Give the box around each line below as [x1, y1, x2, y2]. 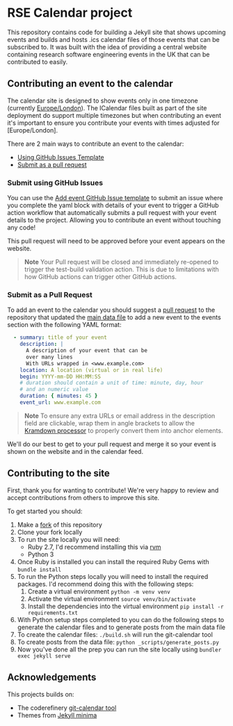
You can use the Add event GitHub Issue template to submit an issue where [7, 194, 223, 202]
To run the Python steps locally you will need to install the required [17, 572, 209, 580]
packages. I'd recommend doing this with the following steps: [17, 580, 194, 588]
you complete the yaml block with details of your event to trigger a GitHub [7, 201, 219, 210]
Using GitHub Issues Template [17, 153, 104, 161]
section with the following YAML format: [7, 321, 122, 329]
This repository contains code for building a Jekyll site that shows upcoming [7, 28, 226, 36]
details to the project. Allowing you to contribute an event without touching [7, 216, 221, 225]
